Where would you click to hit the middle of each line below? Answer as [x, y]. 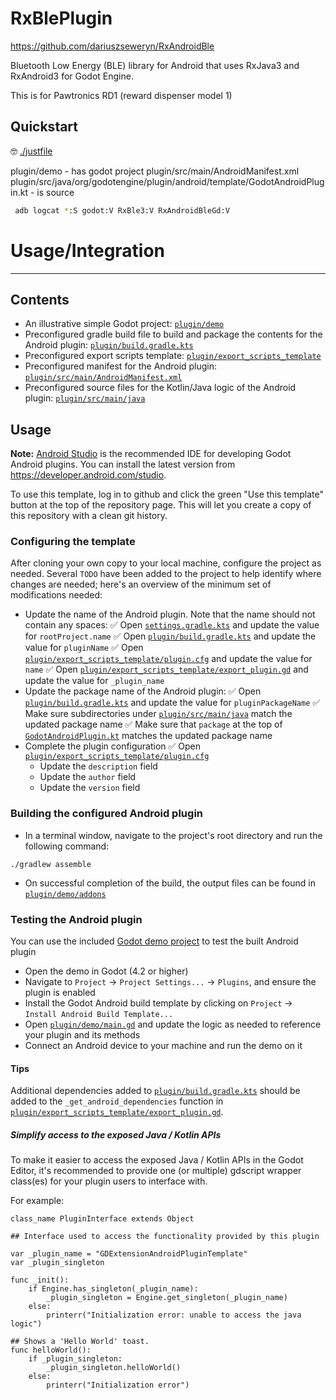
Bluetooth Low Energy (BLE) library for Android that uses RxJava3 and [155, 65]
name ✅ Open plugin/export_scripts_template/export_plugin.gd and [166, 669]
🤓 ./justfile [31, 151]
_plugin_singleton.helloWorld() [114, 1368]
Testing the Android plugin [76, 919]
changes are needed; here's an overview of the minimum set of [141, 584]
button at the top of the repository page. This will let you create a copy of [161, 505]
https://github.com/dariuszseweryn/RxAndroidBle [112, 46]
